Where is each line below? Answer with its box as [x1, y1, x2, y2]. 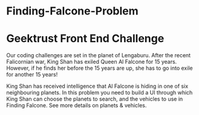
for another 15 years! [6, 71, 58, 78]
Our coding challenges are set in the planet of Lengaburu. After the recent [6, 52, 191, 59]
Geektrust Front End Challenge [6, 32, 165, 46]
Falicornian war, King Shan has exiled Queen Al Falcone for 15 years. [6, 58, 177, 66]
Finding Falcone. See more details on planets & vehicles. [6, 102, 147, 109]
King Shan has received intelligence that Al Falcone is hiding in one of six [6, 82, 189, 90]
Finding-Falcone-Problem [6, 4, 139, 18]
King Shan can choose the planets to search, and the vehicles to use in [6, 95, 183, 103]
